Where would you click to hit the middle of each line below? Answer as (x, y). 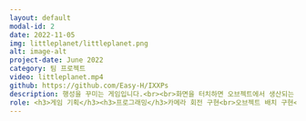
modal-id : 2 (32, 26)
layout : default (40, 18)
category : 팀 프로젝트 (48, 69)
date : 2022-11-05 (42, 35)
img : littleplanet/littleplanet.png (79, 43)
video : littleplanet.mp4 (56, 77)
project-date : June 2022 (56, 60)
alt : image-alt (38, 52)
